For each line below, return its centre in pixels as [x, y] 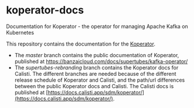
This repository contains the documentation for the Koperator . [81, 44]
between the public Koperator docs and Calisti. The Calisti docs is [94, 86]
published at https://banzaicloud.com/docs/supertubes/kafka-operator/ [101, 61]
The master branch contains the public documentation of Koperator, [97, 55]
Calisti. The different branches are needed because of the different [96, 74]
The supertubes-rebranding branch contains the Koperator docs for [96, 67]
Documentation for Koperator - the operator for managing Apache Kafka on [97, 26]
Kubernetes [20, 32]
